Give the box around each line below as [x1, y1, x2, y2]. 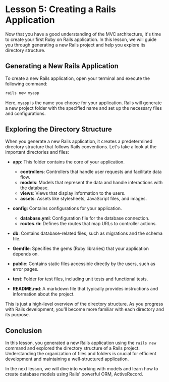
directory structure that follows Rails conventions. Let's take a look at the [5, 144, 157, 150]
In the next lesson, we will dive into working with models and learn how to [5, 366, 158, 372]
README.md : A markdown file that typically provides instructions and [12, 286, 158, 292]
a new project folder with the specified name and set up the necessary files [5, 105, 162, 111]
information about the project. [12, 291, 75, 297]
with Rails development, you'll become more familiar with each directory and [5, 306, 164, 312]
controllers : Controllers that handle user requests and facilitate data [20, 168, 162, 175]
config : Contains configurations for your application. [12, 205, 122, 211]
